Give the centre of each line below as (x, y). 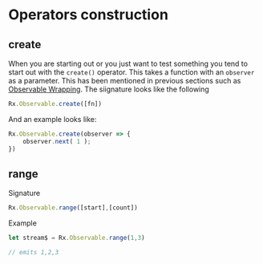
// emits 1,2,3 (34, 253)
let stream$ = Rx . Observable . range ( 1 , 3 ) (77, 238)
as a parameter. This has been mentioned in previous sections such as (125, 81)
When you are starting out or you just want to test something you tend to (128, 63)
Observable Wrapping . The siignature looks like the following (109, 89)
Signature (24, 193)
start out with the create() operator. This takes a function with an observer (131, 72)
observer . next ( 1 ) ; (57, 141)
